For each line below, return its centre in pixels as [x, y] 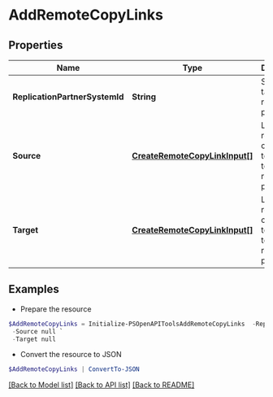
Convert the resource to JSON [71, 355]
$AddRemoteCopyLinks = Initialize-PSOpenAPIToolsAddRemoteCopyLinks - [132, 324]
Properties [36, 45]
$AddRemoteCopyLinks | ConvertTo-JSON [74, 369]
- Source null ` [37, 331]
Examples [34, 289]
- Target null [34, 339]
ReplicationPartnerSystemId [68, 97]
